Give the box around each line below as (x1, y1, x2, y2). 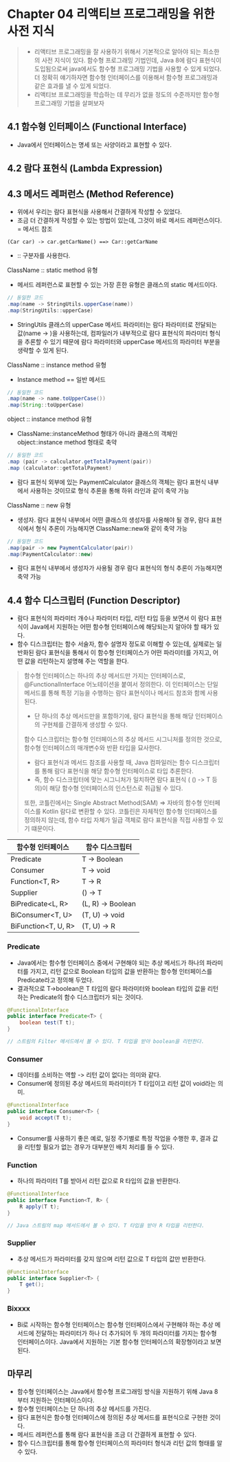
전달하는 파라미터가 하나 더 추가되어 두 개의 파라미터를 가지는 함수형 (35, 1329, 218, 1337)
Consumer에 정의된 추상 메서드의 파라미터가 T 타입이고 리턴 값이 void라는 (16, 1080, 216, 1088)
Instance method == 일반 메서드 (16, 375, 106, 383)
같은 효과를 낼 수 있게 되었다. (34, 82, 111, 90)
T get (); (19, 1281, 45, 1288)
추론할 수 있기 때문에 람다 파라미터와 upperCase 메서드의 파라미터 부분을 (24, 337, 221, 345)
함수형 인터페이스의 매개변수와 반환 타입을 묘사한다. (23, 744, 162, 752)
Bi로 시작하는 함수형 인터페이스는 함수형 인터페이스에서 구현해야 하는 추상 (16, 1320, 214, 1329)
